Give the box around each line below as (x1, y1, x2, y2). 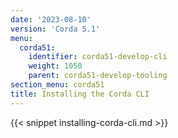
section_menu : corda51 (10, 80, 105, 90)
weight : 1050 (28, 61, 83, 71)
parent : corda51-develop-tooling (28, 71, 168, 81)
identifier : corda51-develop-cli (28, 52, 168, 62)
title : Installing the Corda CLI (10, 89, 150, 99)
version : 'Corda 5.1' (10, 24, 101, 34)
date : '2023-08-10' (10, 14, 92, 25)
